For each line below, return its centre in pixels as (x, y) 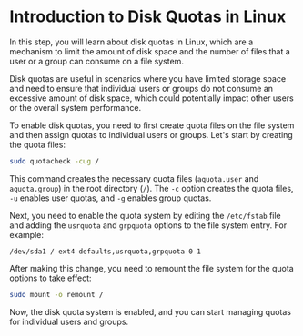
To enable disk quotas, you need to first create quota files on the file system (152, 125)
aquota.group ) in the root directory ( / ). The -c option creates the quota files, (151, 188)
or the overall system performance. (76, 107)
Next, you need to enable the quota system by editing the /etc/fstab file (146, 215)
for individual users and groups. (69, 321)
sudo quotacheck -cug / (55, 161)
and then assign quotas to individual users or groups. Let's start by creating (151, 134)
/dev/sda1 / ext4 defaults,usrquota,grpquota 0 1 (106, 252)
